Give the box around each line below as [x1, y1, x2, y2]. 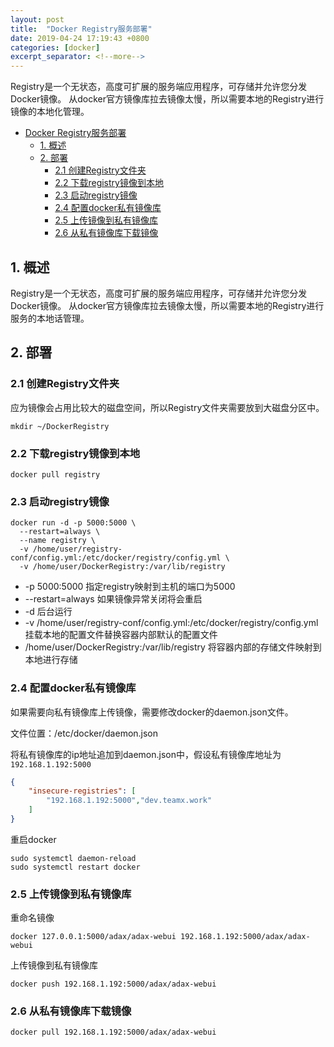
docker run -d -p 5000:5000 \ [10, 518, 137, 528]
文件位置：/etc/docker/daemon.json [10, 727, 159, 739]
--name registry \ [19, 536, 97, 546]
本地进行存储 [24, 654, 78, 666]
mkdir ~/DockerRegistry [10, 421, 110, 431]
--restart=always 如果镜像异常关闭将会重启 [24, 593, 203, 605]
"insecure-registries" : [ [28, 786, 137, 796]
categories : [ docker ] [10, 42, 101, 53]
